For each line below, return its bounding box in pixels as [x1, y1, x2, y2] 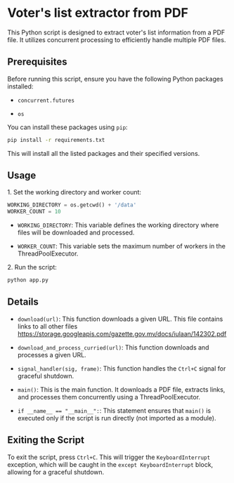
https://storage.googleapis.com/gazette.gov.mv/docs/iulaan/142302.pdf [17, 329, 227, 338]
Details [7, 296, 39, 308]
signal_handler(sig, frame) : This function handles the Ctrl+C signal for [17, 364, 226, 373]
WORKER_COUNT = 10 [7, 209, 61, 216]
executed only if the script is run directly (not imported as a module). [17, 413, 216, 422]
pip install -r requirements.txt [7, 136, 105, 143]
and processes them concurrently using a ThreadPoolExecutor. [17, 392, 201, 401]
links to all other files [17, 322, 78, 331]
